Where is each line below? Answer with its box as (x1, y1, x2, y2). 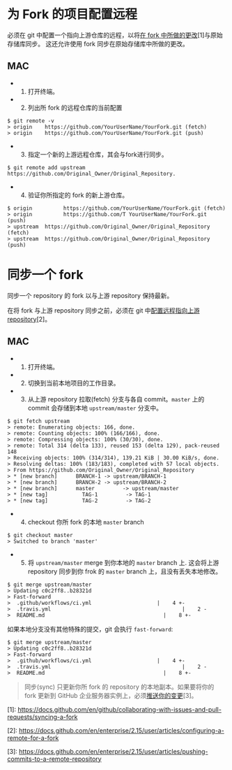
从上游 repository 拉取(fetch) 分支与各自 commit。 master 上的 (27, 394, 205, 403)
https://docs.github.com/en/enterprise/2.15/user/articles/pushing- (18, 747, 208, 755)
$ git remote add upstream (7, 164, 86, 171)
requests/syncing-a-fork (7, 713, 78, 721)
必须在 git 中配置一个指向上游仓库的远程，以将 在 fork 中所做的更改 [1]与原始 (7, 31, 223, 39)
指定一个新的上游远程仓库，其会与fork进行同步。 (27, 150, 168, 158)
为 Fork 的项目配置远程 (7, 6, 138, 22)
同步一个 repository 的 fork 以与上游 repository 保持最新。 (7, 291, 173, 299)
